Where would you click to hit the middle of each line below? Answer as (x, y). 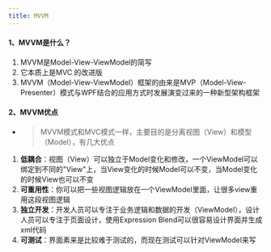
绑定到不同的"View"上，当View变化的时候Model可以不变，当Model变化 (139, 170)
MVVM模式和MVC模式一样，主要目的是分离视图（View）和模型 (146, 132)
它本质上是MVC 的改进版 (61, 72)
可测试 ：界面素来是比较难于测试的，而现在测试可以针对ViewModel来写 (138, 240)
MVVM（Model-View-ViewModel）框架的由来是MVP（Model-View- (133, 82)
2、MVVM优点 (34, 112)
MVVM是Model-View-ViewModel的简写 (86, 62)
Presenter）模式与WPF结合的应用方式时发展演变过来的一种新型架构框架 (140, 92)
